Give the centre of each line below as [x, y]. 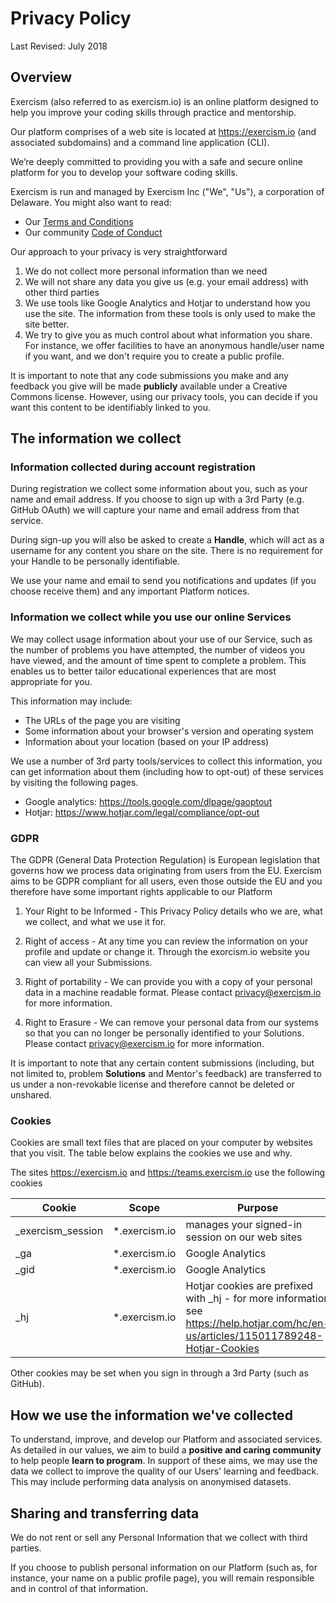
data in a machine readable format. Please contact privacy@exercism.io [173, 993]
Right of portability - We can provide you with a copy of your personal [168, 982]
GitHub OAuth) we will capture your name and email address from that [155, 510]
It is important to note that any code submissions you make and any [149, 375]
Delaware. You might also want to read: [91, 202]
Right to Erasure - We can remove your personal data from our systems [171, 1023]
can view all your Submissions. [88, 963]
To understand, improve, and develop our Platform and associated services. [166, 1439]
